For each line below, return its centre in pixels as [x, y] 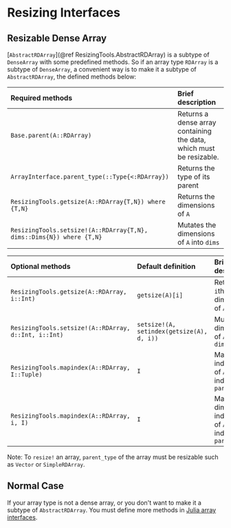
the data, [192, 140]
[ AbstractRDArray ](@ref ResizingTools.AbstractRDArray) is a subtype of [108, 54]
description [197, 102]
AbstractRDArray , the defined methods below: [71, 77]
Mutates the [197, 225]
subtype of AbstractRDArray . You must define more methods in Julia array [112, 510]
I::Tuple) [26, 375]
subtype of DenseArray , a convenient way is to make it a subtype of [102, 69]
